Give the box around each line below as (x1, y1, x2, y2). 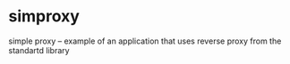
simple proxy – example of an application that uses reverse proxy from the (8, 36, 282, 46)
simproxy (8, 6, 80, 27)
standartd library (8, 44, 70, 55)
